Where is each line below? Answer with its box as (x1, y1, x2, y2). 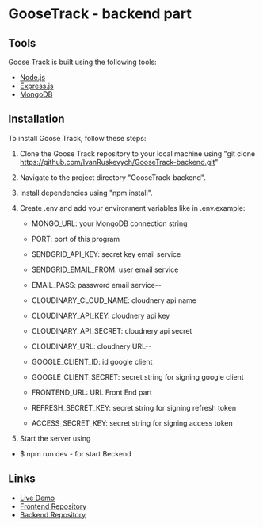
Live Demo (19, 493, 55, 502)
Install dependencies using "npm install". (19, 188, 153, 197)
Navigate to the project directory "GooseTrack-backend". (19, 172, 206, 182)
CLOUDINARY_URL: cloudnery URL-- (31, 342, 152, 351)
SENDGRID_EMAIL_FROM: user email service (31, 265, 179, 274)
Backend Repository (19, 510, 86, 519)
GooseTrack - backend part (8, 5, 192, 23)
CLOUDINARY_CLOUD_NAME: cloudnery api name (31, 295, 196, 305)
